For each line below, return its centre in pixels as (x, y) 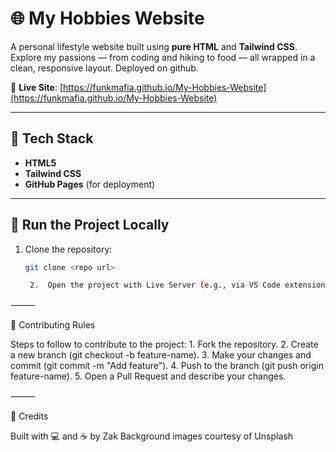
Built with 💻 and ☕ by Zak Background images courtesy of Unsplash (151, 436)
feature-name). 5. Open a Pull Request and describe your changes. (148, 376)
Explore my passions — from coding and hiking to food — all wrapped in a (163, 57)
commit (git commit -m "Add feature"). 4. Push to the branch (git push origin (167, 366)
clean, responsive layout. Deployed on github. (104, 68)
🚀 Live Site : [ (37, 87)
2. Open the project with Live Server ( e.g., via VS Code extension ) (179, 285)
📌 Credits (29, 416)
